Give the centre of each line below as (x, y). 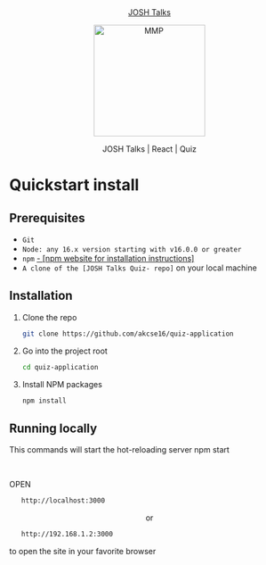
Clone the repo (49, 317)
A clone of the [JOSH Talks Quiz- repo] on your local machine (140, 268)
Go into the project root (65, 351)
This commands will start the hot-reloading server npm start (119, 450)
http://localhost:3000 (63, 501)
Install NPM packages (62, 384)
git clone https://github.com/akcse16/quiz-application (128, 334)
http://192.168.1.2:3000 (67, 535)
